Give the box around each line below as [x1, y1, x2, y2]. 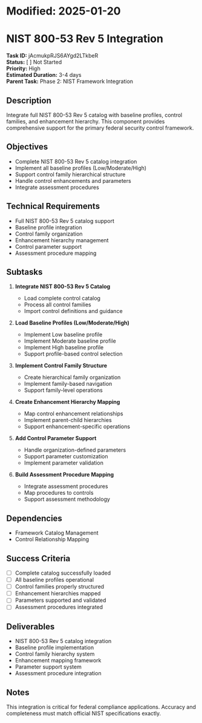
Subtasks [6, 266, 43, 277]
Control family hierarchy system [15, 650, 95, 658]
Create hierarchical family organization [24, 374, 121, 381]
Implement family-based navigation [24, 380, 112, 388]
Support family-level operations [24, 386, 103, 394]
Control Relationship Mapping [15, 536, 90, 543]
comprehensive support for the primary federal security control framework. [6, 124, 194, 131]
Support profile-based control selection [24, 350, 123, 358]
